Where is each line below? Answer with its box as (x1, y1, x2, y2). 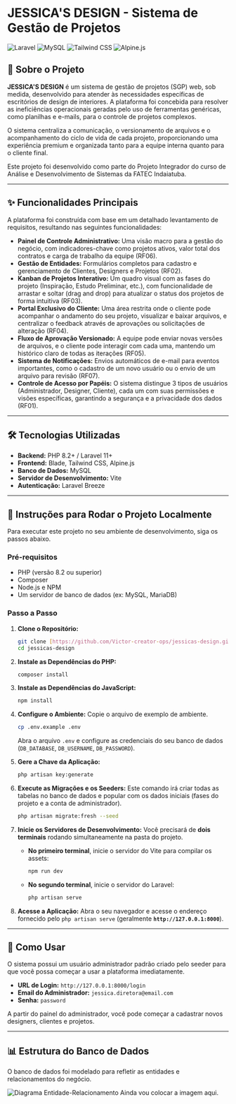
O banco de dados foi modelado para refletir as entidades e (7, 1067, 181, 1076)
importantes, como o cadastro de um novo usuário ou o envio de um (17, 364, 216, 372)
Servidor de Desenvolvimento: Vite (17, 474, 122, 482)
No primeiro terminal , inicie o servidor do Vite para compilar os (27, 846, 212, 854)
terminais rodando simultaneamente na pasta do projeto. (17, 833, 183, 841)
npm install (17, 697, 53, 704)
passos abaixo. (7, 534, 51, 544)
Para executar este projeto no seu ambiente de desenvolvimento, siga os (7, 527, 218, 536)
